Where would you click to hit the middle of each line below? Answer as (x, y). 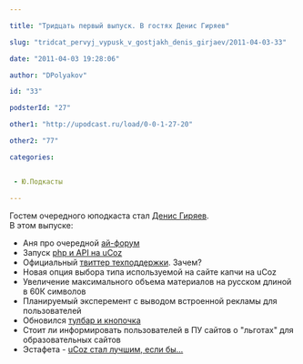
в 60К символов (54, 291)
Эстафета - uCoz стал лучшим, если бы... (103, 349)
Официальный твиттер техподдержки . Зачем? (112, 262)
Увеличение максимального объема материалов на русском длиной (157, 281)
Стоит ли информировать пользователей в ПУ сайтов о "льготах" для (158, 329)
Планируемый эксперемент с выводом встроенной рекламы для (150, 300)
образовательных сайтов (71, 339)
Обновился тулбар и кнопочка (81, 320)
